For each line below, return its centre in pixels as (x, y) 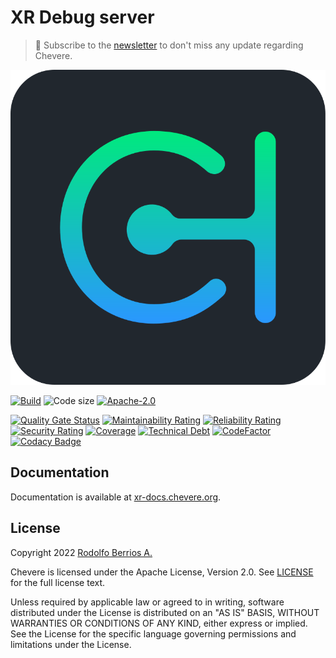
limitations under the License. (71, 644)
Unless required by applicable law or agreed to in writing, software (147, 602)
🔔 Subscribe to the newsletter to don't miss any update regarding (169, 45)
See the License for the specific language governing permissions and (153, 633)
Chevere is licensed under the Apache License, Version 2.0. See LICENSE (162, 572)
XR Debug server (82, 17)
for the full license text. (58, 582)
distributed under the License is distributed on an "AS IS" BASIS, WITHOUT (165, 612)
